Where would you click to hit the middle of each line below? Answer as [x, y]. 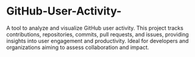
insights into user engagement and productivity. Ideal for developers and [97, 41]
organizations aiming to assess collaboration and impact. [78, 47]
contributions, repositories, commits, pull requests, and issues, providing [97, 34]
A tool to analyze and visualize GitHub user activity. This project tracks [95, 28]
